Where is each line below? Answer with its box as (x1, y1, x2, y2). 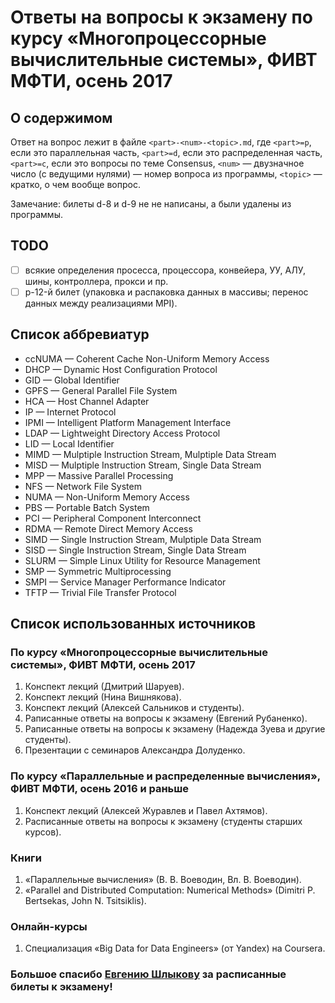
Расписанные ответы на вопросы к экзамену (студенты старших (24, 815, 303, 827)
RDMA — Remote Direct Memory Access (24, 522, 193, 535)
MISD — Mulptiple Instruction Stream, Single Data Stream (24, 459, 262, 471)
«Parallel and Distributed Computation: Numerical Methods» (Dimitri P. (24, 884, 316, 896)
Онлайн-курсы (10, 919, 88, 933)
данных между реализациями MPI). (24, 297, 178, 309)
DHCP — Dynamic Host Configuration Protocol (24, 363, 218, 375)
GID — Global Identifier (24, 374, 120, 386)
